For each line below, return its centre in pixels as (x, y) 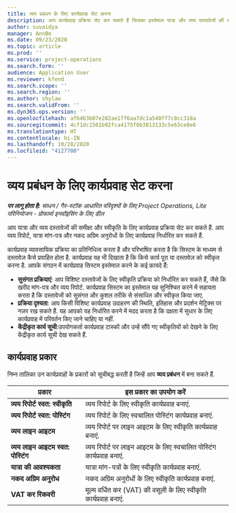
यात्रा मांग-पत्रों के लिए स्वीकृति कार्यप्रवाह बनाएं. (143, 467)
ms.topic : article (34, 46)
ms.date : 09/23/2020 (38, 40)
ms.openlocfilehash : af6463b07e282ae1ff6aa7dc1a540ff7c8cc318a (102, 118)
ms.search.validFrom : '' (44, 105)
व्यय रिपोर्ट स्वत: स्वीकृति (41, 403)
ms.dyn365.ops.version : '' (47, 112)
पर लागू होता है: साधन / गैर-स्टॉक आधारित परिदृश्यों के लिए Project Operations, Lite (107, 205)
